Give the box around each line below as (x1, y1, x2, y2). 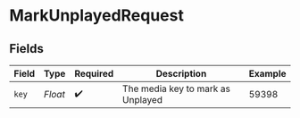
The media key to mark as (121, 82, 230, 95)
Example (248, 68, 287, 80)
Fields (9, 41, 45, 56)
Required (74, 68, 114, 80)
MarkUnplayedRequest (9, 5, 185, 26)
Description (155, 68, 207, 80)
